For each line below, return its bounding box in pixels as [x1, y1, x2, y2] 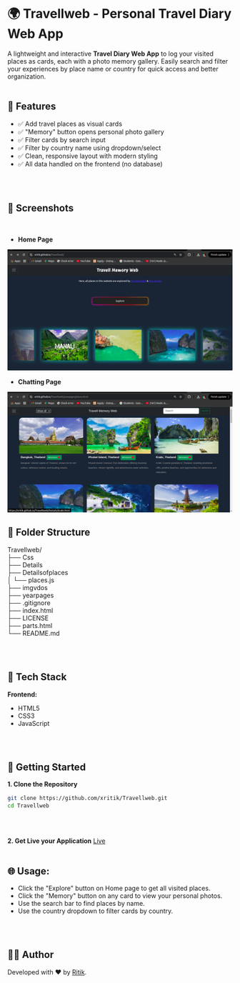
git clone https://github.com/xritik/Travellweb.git [7, 794, 168, 802]
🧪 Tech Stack [7, 671, 67, 683]
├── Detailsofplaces [7, 568, 69, 577]
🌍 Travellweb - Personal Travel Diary [7, 6, 232, 22]
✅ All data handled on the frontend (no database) [17, 159, 163, 168]
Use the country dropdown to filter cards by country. [17, 907, 174, 915]
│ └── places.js [7, 576, 55, 584]
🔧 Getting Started [7, 761, 86, 773]
